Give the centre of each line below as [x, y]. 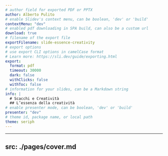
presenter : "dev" [23, 113]
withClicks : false [29, 80]
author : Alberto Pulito [30, 15]
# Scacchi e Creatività [34, 98]
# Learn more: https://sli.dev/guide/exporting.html [61, 56]
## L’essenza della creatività [42, 103]
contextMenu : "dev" [25, 24]
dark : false [22, 75]
